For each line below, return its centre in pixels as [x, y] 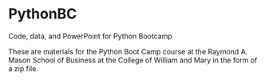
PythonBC [43, 14]
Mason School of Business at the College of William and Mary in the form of [133, 60]
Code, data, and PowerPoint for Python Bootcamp [91, 36]
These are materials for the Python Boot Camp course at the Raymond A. [128, 51]
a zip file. [23, 68]
